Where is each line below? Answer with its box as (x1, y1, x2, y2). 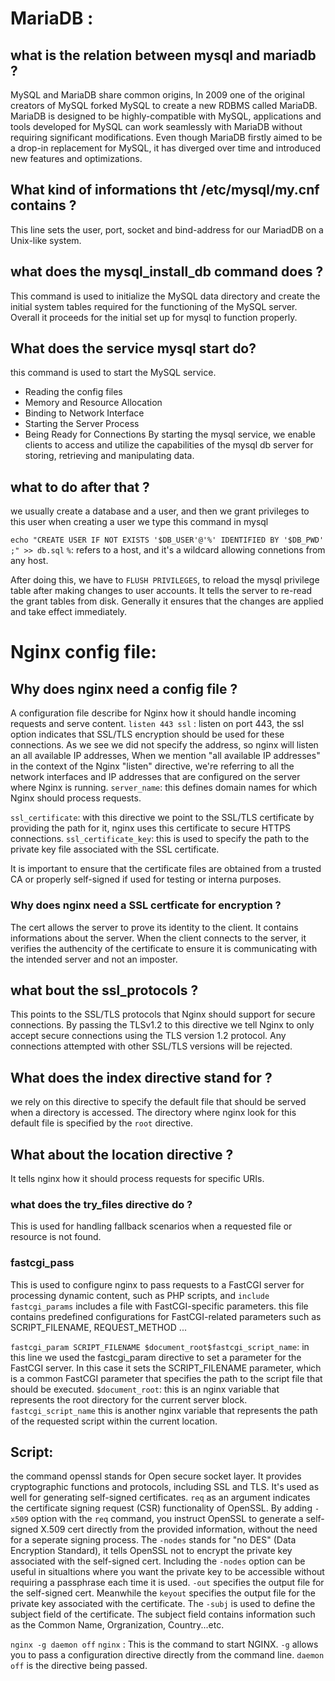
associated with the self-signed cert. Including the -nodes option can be (10, 1555, 306, 1567)
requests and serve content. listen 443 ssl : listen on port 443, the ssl (10, 718, 305, 730)
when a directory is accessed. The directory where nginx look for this (10, 1107, 297, 1119)
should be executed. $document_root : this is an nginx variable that (10, 1383, 280, 1395)
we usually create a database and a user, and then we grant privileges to (10, 505, 310, 517)
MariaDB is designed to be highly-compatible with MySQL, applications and (10, 110, 322, 122)
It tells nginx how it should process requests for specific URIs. (10, 1172, 265, 1184)
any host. (10, 555, 49, 567)
